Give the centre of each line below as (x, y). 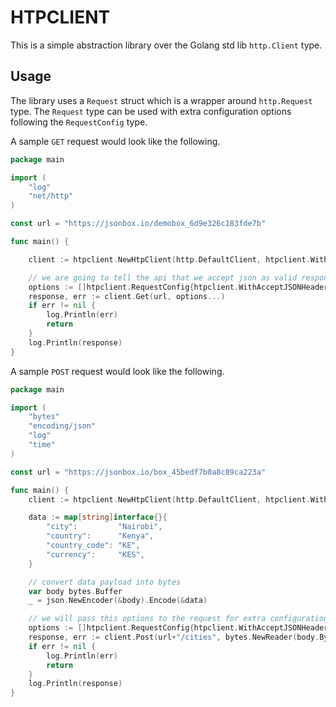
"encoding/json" (62, 426)
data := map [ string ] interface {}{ (98, 517)
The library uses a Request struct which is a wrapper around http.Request (161, 100)
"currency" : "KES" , (95, 554)
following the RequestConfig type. (79, 122)
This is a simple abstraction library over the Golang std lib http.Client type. (166, 45)
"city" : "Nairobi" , (104, 527)
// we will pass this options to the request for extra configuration (178, 619)
